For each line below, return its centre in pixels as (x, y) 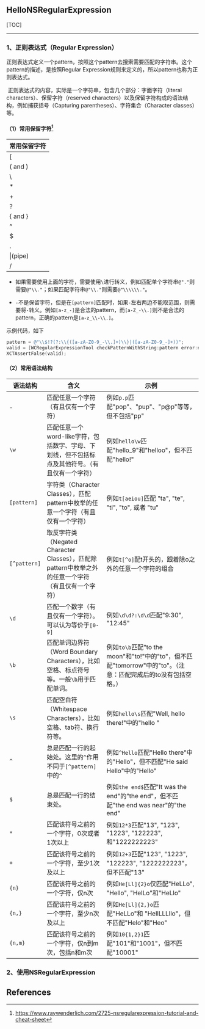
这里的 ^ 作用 (82, 757)
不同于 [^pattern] (71, 766)
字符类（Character (73, 484)
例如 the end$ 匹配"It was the (147, 787)
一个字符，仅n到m (73, 943)
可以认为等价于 (68, 625)
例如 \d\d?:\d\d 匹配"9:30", (145, 615)
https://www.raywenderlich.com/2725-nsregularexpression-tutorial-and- (107, 1013)
